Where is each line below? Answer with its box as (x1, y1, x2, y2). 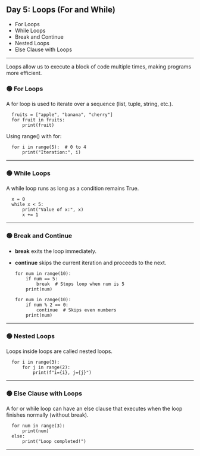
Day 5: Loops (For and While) (6, 5, 116, 15)
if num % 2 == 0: (26, 302, 68, 308)
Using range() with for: (6, 133, 62, 140)
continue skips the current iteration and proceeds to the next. (14, 259, 167, 266)
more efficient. (6, 69, 42, 76)
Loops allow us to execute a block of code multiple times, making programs (6, 63, 192, 70)
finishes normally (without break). (6, 411, 89, 418)
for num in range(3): (11, 423, 65, 429)
